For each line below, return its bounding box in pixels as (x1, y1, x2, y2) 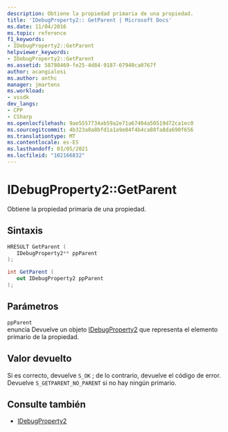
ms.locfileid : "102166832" (7, 152, 85, 159)
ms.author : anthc (7, 74, 58, 82)
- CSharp (7, 113, 33, 120)
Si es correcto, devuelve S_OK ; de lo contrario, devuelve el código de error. (7, 371, 222, 379)
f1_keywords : (7, 36, 45, 43)
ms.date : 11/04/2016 (7, 23, 67, 30)
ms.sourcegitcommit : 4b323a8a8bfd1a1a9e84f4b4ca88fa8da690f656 (7, 126, 194, 133)
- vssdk (7, 94, 30, 101)
